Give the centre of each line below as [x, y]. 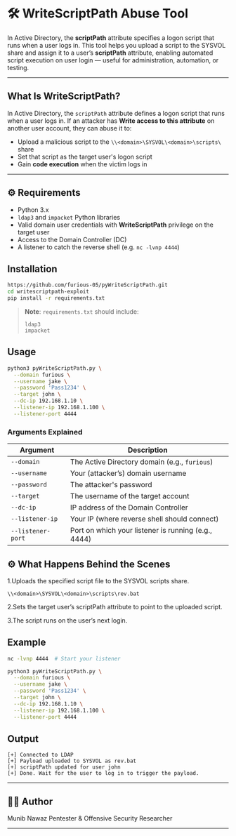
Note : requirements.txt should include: [81, 312]
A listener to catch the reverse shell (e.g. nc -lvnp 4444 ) [99, 247]
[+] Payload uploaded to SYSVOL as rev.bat [72, 761]
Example [27, 643]
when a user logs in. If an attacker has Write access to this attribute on [111, 121]
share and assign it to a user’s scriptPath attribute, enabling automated [110, 53]
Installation [32, 268]
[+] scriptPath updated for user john [64, 767]
